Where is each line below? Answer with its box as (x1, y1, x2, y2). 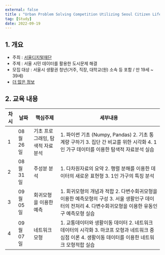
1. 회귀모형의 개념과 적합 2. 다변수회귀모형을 (60, 188, 158, 194)
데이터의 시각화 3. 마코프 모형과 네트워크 (60, 226, 149, 233)
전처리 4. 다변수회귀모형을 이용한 (70, 202, 143, 209)
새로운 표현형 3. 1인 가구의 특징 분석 (75, 172, 155, 179)
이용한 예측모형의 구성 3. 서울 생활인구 (60, 195, 144, 202)
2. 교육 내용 (5, 95, 38, 103)
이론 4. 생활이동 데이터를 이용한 (70, 234, 139, 241)
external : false (5, 7, 38, 12)
